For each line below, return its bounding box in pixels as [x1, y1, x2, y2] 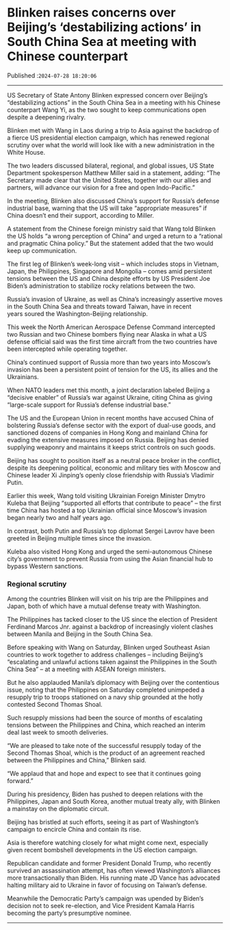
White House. [7, 148, 46, 156]
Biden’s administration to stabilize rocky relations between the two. [7, 282, 196, 290]
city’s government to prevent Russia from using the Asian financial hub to [7, 554, 214, 563]
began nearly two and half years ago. [7, 513, 113, 521]
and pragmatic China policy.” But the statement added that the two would [7, 239, 214, 247]
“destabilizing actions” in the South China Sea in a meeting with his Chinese [7, 98, 221, 106]
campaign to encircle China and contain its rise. [7, 826, 142, 834]
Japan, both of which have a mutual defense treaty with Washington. [7, 602, 201, 611]
